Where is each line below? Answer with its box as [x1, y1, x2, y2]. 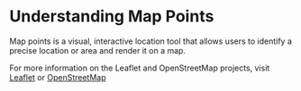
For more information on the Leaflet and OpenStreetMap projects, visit [9, 62, 270, 73]
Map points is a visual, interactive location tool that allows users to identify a [9, 36, 293, 46]
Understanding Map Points [9, 6, 214, 27]
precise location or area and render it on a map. [9, 45, 187, 55]
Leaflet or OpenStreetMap [9, 71, 106, 82]
